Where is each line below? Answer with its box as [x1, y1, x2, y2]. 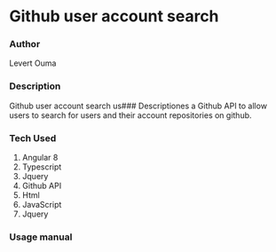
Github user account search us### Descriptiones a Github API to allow [9, 100, 268, 111]
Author [9, 38, 41, 51]
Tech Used [9, 131, 57, 144]
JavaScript [21, 200, 62, 210]
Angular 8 [21, 153, 59, 163]
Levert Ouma [9, 58, 57, 68]
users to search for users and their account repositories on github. [9, 109, 252, 121]
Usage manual [9, 231, 73, 243]
